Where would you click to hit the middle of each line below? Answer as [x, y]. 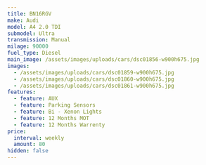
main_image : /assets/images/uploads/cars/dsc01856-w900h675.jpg [103, 60]
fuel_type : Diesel [34, 53]
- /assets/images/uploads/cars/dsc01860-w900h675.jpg [94, 79]
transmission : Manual [39, 40]
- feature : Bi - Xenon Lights [58, 112]
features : [22, 92]
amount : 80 [30, 145]
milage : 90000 [28, 46]
